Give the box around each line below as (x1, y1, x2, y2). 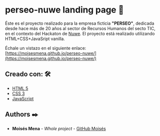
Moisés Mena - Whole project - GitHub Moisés (12, 125, 106, 131)
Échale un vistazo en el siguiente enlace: (5, 45, 86, 51)
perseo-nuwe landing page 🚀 (5, 4, 124, 15)
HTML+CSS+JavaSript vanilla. (5, 36, 65, 42)
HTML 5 (12, 85, 29, 91)
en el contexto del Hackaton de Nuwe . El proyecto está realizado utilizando (5, 30, 155, 36)
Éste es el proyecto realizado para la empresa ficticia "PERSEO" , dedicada (5, 20, 154, 26)
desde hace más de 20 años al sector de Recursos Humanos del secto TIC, (5, 25, 156, 31)
